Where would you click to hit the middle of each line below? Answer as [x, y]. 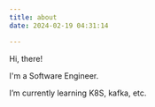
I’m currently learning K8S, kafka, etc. [78, 93]
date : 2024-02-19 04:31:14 [59, 26]
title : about [33, 17]
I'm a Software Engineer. [54, 75]
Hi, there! [26, 58]
